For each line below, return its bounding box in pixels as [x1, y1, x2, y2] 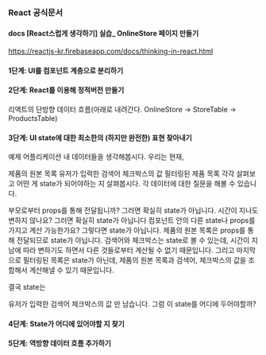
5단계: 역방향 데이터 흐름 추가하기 [8, 338, 111, 348]
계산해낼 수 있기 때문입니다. [29, 265, 114, 275]
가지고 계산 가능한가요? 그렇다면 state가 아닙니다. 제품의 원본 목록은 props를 [8, 225, 246, 236]
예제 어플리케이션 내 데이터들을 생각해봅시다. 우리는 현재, [8, 152, 184, 162]
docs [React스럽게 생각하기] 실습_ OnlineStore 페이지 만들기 [8, 28, 199, 37]
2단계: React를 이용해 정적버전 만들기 [8, 85, 125, 95]
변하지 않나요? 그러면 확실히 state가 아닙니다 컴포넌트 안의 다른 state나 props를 [8, 216, 256, 225]
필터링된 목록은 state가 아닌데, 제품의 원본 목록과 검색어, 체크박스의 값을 [22, 256, 247, 265]
